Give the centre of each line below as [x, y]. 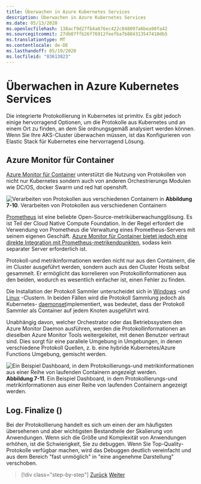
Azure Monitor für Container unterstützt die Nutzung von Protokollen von [96, 174]
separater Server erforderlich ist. [47, 249]
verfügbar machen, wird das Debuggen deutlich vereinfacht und [112, 450]
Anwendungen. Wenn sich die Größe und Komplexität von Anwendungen [96, 438]
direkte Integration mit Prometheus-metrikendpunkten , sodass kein [89, 243]
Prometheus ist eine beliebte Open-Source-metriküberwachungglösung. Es [100, 217]
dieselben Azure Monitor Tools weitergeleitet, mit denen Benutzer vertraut [97, 335]
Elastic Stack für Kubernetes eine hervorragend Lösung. [76, 141]
